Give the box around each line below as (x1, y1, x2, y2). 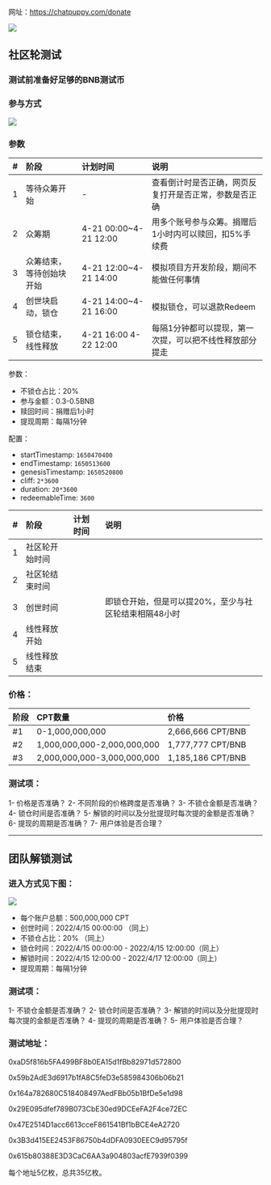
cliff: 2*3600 (19, 476, 59, 485)
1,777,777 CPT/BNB (167, 739, 247, 751)
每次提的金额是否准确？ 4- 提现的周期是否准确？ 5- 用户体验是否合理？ (8, 1016, 244, 1026)
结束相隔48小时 (120, 607, 181, 619)
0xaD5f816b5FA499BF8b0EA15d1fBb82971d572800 (8, 1056, 181, 1066)
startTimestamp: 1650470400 (19, 450, 113, 459)
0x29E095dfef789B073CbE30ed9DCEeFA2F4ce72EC (8, 1103, 188, 1114)
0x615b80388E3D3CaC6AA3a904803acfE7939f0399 (8, 1151, 189, 1161)
